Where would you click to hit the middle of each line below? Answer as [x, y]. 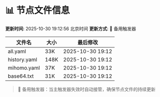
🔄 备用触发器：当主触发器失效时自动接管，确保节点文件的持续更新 [87, 89]
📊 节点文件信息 [38, 10]
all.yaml [17, 51]
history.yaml [22, 59]
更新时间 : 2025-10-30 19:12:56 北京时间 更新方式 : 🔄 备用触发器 [71, 28]
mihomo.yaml [24, 68]
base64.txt [21, 76]
